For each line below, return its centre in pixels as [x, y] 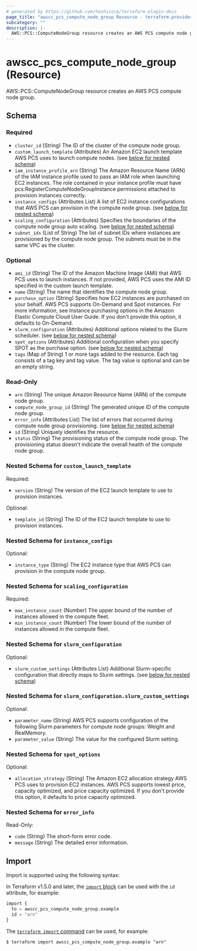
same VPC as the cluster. [45, 245]
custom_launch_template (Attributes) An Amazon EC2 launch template [98, 151]
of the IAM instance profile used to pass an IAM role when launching [97, 176]
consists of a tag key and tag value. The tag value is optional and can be [102, 360]
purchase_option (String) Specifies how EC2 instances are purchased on [102, 298]
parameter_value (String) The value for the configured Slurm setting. [97, 739]
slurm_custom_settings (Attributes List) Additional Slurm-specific [93, 668]
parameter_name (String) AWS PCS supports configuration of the [91, 720]
